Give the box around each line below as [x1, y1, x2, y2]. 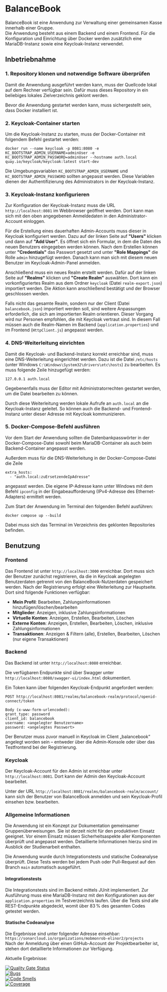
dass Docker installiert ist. [5, 107, 58, 113]
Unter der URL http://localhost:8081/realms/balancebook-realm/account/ [5, 788, 159, 795]
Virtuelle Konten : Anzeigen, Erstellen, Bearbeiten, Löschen [12, 615, 135, 621]
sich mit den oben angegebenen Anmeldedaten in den [5, 213, 117, 219]
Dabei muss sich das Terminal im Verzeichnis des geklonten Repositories [5, 522, 156, 528]
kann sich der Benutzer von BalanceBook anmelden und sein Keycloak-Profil [5, 794, 163, 800]
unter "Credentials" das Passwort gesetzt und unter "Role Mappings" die [5, 249, 159, 255]
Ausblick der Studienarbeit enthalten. [5, 844, 82, 850]
